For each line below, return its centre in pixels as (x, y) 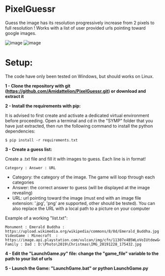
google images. (21, 33)
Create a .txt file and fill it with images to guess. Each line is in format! (75, 159)
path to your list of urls (29, 259)
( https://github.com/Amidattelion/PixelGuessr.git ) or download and (76, 91)
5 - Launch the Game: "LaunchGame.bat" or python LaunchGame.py (77, 268)
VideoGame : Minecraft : (31, 236)
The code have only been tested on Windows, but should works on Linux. (79, 76)
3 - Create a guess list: (29, 149)
